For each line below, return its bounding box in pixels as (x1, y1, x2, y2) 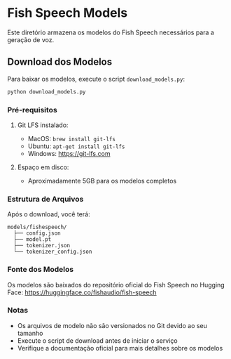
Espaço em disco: (17, 163, 69, 171)
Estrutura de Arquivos (7, 194, 84, 204)
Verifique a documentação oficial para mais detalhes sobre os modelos (17, 344, 223, 352)
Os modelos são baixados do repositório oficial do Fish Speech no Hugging (7, 280, 225, 289)
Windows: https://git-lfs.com (27, 149, 111, 157)
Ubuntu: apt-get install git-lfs (27, 142, 125, 150)
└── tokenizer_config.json (13, 248, 92, 256)
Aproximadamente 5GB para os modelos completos (27, 176, 177, 185)
